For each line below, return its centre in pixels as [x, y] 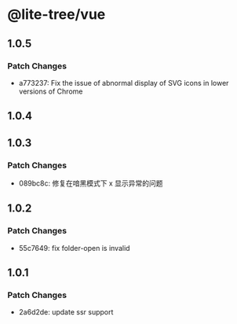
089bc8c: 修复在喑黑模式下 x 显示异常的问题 [91, 183]
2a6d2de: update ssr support [66, 312]
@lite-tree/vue [57, 15]
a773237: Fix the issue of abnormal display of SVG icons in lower [124, 83]
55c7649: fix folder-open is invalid [74, 248]
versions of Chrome [51, 91]
